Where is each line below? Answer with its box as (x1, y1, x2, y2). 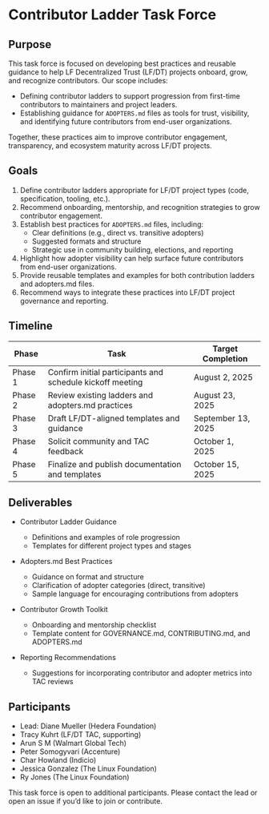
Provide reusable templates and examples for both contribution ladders (19, 270, 255, 280)
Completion (203, 353, 248, 364)
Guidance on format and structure (31, 572, 144, 582)
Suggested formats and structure (31, 236, 142, 246)
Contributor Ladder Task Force (8, 6, 217, 24)
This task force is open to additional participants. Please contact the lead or (8, 788, 258, 798)
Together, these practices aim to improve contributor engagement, (8, 132, 228, 142)
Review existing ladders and (47, 389, 154, 401)
